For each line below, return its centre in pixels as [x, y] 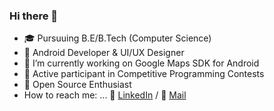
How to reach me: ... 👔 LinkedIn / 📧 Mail [105, 95]
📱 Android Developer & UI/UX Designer [104, 53]
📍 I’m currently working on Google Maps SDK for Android [141, 63]
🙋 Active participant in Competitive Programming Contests [144, 74]
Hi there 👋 [34, 16]
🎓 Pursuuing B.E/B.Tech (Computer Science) [117, 38]
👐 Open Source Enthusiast [77, 85]
